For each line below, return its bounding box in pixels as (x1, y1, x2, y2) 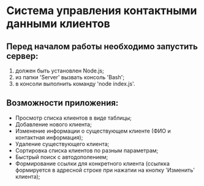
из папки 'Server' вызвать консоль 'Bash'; (15, 74, 124, 80)
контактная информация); (15, 133, 83, 141)
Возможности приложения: (6, 98, 119, 108)
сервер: (6, 50, 39, 61)
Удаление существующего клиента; (15, 140, 110, 147)
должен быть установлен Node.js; (15, 67, 104, 74)
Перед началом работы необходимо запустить (6, 41, 198, 52)
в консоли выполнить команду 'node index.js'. (15, 80, 135, 87)
